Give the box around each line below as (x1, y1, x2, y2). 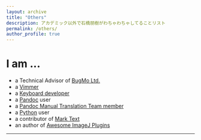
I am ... (6, 57, 41, 71)
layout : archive (6, 8, 47, 15)
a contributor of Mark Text (14, 115, 80, 123)
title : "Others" (6, 14, 47, 20)
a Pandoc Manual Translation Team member (14, 103, 124, 110)
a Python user (14, 109, 50, 116)
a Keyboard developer (14, 90, 70, 97)
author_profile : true (6, 31, 60, 37)
